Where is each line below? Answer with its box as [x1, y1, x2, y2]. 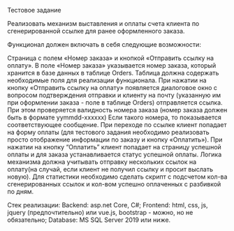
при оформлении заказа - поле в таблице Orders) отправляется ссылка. [7, 98, 223, 107]
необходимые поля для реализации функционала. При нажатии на [7, 76, 207, 84]
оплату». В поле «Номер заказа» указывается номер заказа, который [7, 61, 217, 69]
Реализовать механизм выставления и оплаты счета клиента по [7, 20, 200, 27]
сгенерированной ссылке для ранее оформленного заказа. [7, 27, 185, 35]
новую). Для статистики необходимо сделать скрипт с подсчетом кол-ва [7, 172, 228, 181]
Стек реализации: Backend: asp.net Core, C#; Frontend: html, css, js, [7, 201, 208, 209]
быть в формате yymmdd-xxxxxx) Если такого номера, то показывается [7, 113, 221, 121]
